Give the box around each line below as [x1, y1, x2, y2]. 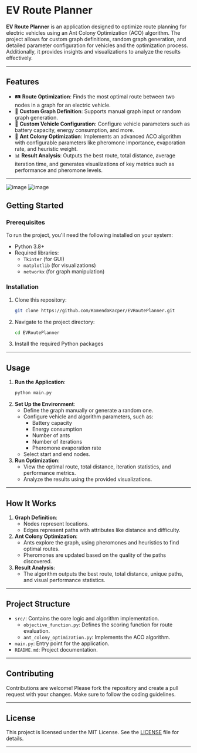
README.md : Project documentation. [14, 646, 98, 653]
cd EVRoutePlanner [14, 329, 60, 336]
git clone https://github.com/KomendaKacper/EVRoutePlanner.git [14, 308, 175, 313]
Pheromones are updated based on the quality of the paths [23, 551, 166, 559]
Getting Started [6, 201, 64, 211]
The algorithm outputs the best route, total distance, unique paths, [23, 570, 184, 577]
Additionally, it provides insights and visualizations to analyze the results [6, 48, 181, 55]
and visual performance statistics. [23, 576, 106, 583]
